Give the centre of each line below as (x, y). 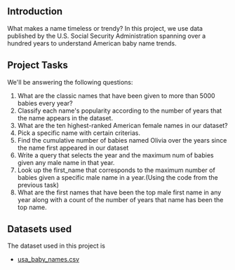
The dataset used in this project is (56, 246)
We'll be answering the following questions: (70, 82)
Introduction (35, 12)
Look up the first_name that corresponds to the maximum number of (116, 170)
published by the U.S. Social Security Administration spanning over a (107, 36)
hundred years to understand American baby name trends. (92, 43)
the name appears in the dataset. (65, 118)
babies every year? (45, 103)
